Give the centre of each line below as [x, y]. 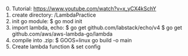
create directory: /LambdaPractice [54, 15]
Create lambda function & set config [56, 46]
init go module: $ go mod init [47, 21]
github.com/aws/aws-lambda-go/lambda [62, 34]
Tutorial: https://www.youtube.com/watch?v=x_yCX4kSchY [84, 9]
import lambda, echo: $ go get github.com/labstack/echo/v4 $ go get [97, 27]
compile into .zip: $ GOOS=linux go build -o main [72, 40]
